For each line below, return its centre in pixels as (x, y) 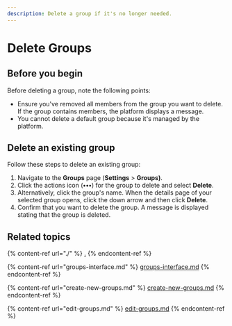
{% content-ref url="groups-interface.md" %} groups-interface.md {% (108, 267)
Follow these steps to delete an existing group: (74, 165)
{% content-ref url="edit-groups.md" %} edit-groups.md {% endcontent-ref (116, 309)
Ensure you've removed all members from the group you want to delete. (120, 104)
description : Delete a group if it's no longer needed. (90, 14)
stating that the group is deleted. (64, 215)
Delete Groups (50, 48)
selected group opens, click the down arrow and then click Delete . (113, 200)
